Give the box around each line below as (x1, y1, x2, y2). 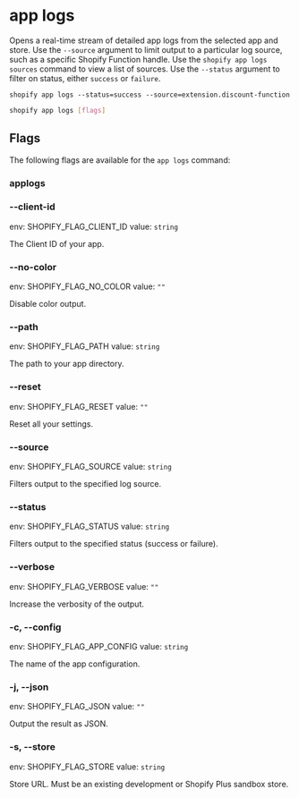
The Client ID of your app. (9, 238, 105, 249)
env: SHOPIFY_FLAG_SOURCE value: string (9, 462, 172, 472)
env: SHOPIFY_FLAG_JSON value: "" (9, 701, 145, 712)
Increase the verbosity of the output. (9, 598, 145, 609)
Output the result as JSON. (9, 718, 109, 729)
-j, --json (9, 681, 49, 693)
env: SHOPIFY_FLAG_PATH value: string (9, 341, 160, 352)
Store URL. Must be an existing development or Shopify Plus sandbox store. (9, 778, 289, 789)
